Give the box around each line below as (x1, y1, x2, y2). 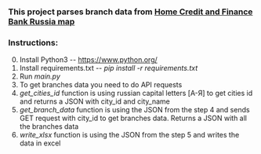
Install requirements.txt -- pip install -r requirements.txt (19, 64, 198, 73)
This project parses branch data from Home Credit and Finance (8, 6, 253, 17)
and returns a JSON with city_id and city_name (19, 97, 171, 106)
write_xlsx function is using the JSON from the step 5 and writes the (19, 130, 240, 140)
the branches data (19, 122, 79, 131)
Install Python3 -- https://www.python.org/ (19, 55, 158, 64)
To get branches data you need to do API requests (19, 80, 183, 90)
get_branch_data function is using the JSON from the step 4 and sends (19, 105, 250, 115)
